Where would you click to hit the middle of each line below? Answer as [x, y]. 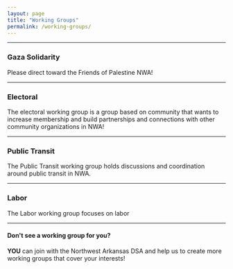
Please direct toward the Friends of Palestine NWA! [80, 72]
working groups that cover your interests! [66, 258]
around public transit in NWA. [49, 173]
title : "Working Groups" [43, 20]
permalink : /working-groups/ [49, 26]
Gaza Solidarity [34, 58]
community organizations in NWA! [56, 126]
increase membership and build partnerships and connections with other [111, 119]
